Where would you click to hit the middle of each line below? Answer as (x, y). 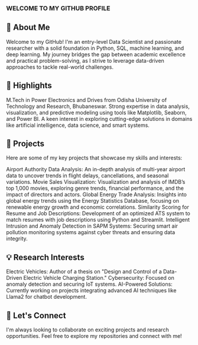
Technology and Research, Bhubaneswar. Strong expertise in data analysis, (98, 106)
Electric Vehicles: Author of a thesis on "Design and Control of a (84, 271)
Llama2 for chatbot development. (47, 297)
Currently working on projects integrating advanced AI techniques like (91, 290)
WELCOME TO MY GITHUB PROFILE (58, 8)
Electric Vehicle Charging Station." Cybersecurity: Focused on (99, 278)
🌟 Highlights (29, 86)
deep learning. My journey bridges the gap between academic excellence (96, 54)
